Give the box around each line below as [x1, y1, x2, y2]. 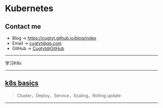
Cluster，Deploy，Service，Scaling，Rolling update [16, 92, 121, 98]
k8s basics [5, 79, 39, 88]
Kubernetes [5, 3, 54, 14]
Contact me [5, 22, 41, 31]
